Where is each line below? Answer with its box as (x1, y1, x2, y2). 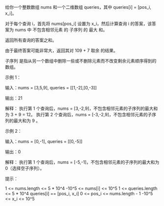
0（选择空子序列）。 (5, 165, 45, 171)
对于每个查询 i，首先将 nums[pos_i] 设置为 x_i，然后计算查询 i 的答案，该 (5, 21, 152, 26)
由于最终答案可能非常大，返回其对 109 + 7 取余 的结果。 (5, 48, 118, 53)
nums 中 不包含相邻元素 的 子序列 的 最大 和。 (14, 27, 108, 33)
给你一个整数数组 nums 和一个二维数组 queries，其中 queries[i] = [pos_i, (5, 4, 152, 10)
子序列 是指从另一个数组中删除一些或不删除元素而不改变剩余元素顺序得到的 (5, 58, 157, 63)
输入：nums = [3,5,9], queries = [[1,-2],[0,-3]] (5, 85, 97, 90)
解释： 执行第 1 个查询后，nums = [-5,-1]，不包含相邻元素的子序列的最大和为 (5, 159, 160, 165)
